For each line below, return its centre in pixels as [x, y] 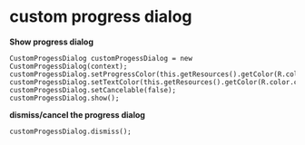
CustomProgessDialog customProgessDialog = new [101, 58]
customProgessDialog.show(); [64, 98]
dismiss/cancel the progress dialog [77, 114]
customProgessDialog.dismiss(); [70, 131]
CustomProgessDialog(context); [69, 66]
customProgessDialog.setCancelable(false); [93, 90]
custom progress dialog [101, 17]
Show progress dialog [51, 42]
